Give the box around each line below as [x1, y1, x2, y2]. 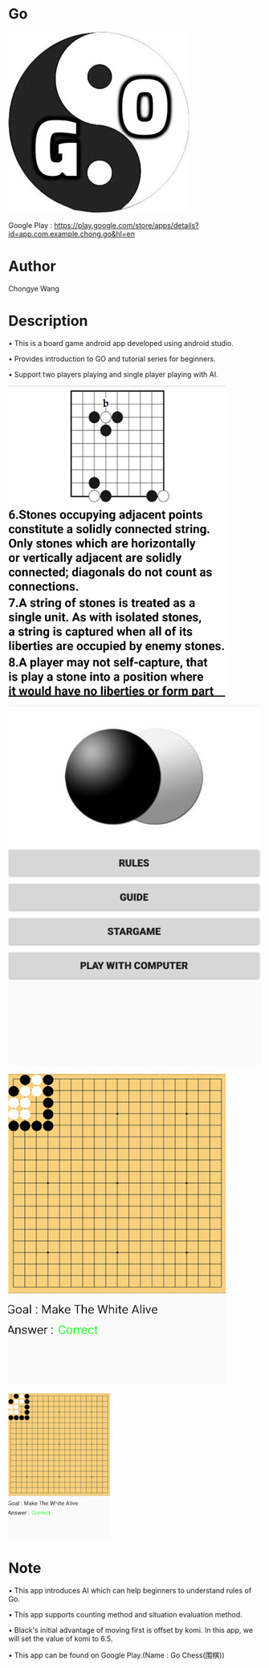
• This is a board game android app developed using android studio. [8, 338, 234, 348]
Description [8, 312, 88, 330]
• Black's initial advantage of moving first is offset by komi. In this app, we [8, 1625, 254, 1635]
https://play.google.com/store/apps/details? [54, 220, 199, 230]
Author [8, 258, 56, 275]
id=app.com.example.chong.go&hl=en [8, 229, 135, 238]
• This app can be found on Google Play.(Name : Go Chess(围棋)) [8, 1650, 225, 1660]
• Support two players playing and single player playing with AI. [8, 369, 218, 379]
